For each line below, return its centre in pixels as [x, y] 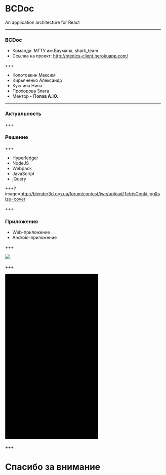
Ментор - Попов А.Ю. [35, 96]
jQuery [19, 178]
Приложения [21, 221]
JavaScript [23, 174]
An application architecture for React [42, 22]
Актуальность [23, 114]
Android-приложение [35, 237]
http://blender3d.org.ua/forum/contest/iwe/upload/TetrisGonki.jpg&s [90, 193]
